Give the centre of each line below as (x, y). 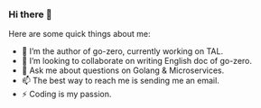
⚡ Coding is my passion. (66, 94)
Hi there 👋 (31, 14)
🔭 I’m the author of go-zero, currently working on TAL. (122, 51)
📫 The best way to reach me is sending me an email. (121, 81)
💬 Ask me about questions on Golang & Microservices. (123, 70)
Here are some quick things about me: (79, 34)
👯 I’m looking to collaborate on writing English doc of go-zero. (137, 61)
